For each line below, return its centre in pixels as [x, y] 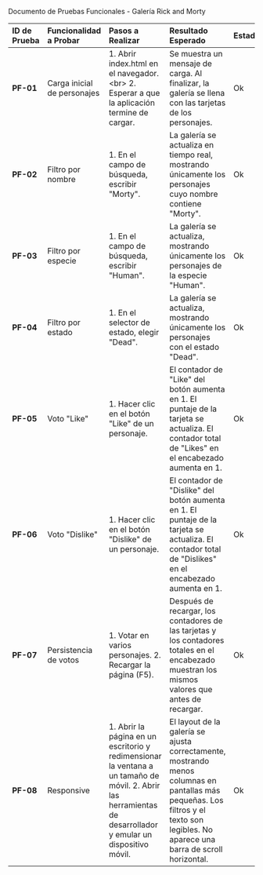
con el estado [195, 347]
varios [120, 645]
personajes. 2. [135, 655]
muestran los [193, 670]
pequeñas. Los [196, 800]
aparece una [193, 839]
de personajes [73, 93]
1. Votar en [129, 635]
